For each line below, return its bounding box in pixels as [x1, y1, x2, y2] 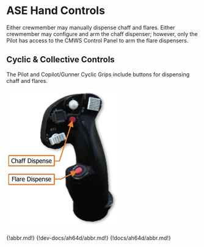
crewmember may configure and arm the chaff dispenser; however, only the [6, 30, 198, 37]
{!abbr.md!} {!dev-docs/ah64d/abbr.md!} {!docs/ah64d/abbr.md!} [6, 234, 171, 242]
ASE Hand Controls [6, 4, 106, 18]
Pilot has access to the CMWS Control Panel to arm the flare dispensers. [6, 37, 189, 44]
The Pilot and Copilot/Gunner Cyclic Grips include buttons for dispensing [6, 71, 190, 78]
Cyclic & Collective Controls [6, 54, 115, 65]
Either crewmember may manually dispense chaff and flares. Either [6, 24, 175, 31]
